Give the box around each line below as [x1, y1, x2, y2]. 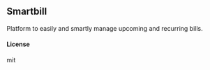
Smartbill [6, 6, 47, 17]
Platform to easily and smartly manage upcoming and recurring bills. [6, 24, 203, 32]
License [6, 40, 31, 48]
